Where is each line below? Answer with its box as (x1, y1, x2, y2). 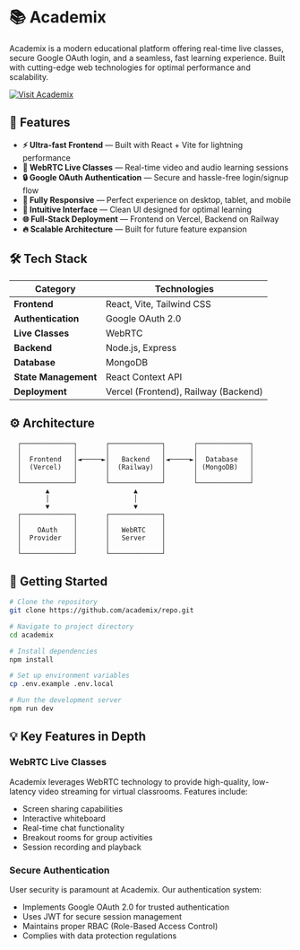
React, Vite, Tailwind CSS (106, 297, 212, 310)
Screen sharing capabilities (21, 803, 124, 814)
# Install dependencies (9, 647, 99, 655)
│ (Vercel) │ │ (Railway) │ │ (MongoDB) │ (17, 463, 254, 472)
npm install (9, 655, 54, 664)
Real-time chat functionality (21, 822, 125, 833)
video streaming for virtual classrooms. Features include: (38, 786, 248, 796)
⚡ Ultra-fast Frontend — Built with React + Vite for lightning (21, 139, 244, 150)
